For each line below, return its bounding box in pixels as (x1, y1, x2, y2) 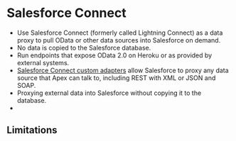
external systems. (16, 58, 70, 67)
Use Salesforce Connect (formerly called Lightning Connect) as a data (16, 28, 223, 37)
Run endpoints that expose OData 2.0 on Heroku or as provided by (16, 51, 213, 60)
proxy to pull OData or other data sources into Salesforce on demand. (16, 35, 221, 44)
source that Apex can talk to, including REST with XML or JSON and (16, 73, 216, 82)
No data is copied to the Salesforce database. (16, 43, 151, 52)
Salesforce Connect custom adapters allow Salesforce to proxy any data (16, 66, 229, 74)
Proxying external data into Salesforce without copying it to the (16, 89, 202, 97)
